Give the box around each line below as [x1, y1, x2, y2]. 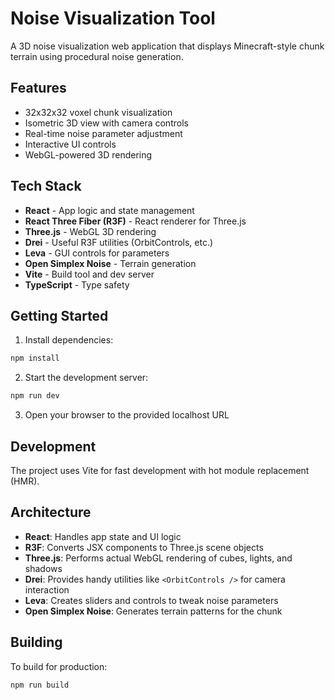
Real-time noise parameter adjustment [24, 127, 183, 139]
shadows [24, 562, 63, 574]
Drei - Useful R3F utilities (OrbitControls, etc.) [24, 236, 214, 248]
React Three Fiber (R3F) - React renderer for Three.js [24, 215, 247, 227]
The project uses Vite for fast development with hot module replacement [10, 464, 310, 476]
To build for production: [10, 660, 108, 672]
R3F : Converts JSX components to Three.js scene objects [24, 541, 264, 553]
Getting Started [10, 307, 109, 324]
